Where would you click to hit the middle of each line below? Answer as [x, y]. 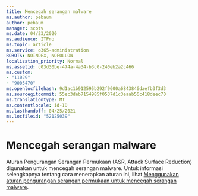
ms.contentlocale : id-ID [37, 105]
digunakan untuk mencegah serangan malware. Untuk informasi [85, 168]
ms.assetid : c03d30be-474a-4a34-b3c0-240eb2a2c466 [70, 67]
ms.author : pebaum [29, 17]
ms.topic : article [29, 45]
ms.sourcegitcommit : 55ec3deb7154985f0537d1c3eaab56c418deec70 [86, 94]
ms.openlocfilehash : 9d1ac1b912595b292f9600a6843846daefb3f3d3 [86, 89]
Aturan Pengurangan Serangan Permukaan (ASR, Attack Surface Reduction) [99, 162]
